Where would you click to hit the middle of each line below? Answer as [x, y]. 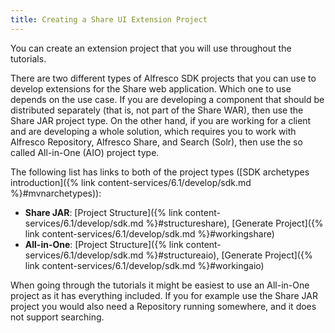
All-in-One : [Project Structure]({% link [104, 244]
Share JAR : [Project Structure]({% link [103, 212]
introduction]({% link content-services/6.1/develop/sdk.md [131, 182]
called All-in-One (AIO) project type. [85, 152]
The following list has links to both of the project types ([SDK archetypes [160, 172]
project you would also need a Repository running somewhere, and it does [163, 306]
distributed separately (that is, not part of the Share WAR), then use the [157, 110]
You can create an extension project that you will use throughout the [151, 48]
